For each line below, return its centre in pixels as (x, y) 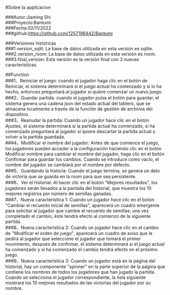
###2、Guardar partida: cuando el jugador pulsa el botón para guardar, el (82, 98)
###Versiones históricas (31, 43)
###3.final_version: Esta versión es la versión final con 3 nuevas (72, 59)
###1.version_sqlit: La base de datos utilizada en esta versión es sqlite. (79, 48)
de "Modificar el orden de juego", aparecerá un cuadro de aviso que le (79, 233)
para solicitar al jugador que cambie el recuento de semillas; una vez (77, 211)
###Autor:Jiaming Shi (28, 17)
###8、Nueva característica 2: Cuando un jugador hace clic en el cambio (82, 227)
